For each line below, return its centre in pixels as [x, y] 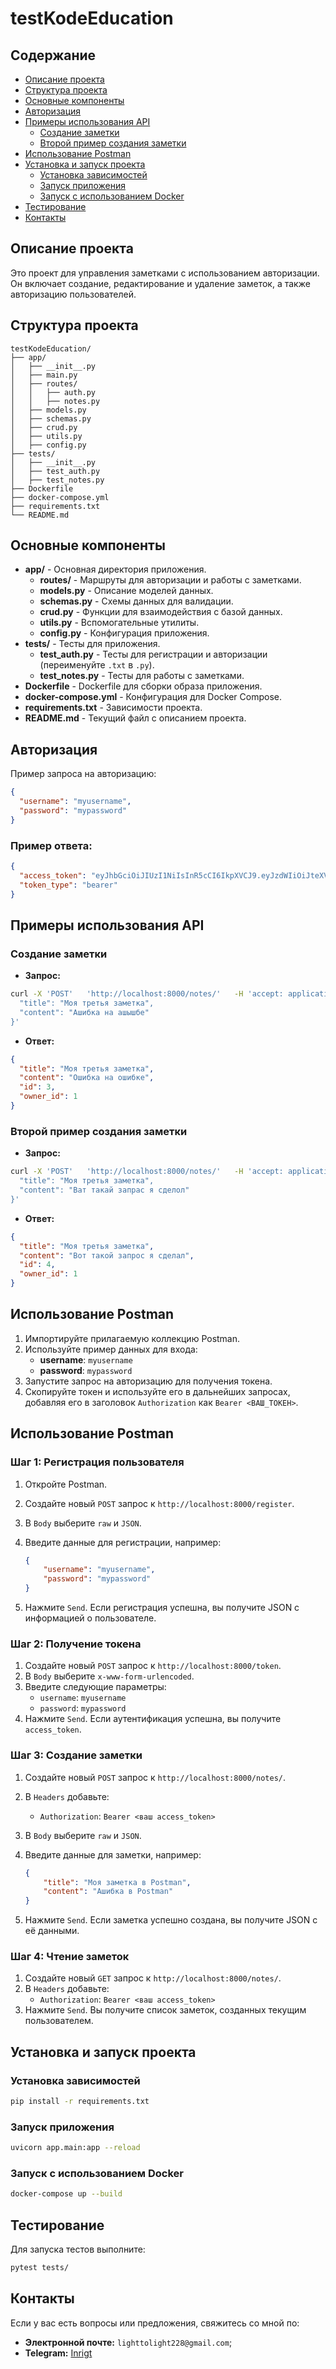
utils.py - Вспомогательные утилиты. [119, 623]
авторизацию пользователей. [73, 294]
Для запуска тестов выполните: [78, 2249]
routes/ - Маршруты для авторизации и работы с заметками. [170, 580]
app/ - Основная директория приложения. [115, 569]
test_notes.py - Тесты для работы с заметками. [142, 676]
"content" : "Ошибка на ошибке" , [87, 1078]
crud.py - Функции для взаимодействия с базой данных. [161, 612]
